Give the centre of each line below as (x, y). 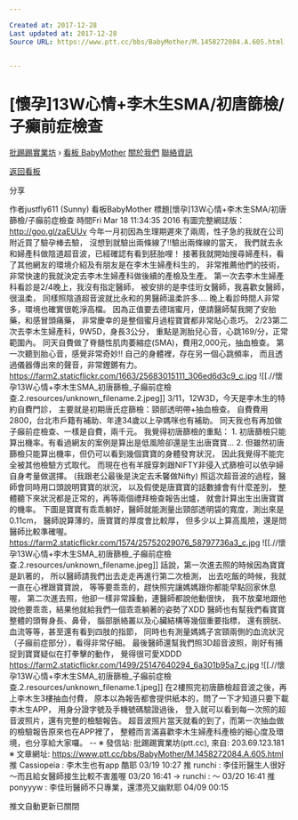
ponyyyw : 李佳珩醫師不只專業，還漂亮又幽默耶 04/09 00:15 (119, 787)
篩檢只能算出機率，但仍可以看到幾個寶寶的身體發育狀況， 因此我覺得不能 (143, 454)
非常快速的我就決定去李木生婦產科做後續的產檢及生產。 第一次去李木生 (139, 276)
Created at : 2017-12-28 (53, 25)
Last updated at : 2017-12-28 (63, 33)
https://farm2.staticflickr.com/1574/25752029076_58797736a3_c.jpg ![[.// (144, 543)
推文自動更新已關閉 (44, 807)
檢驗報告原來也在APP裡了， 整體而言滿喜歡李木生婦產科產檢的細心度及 (146, 732)
